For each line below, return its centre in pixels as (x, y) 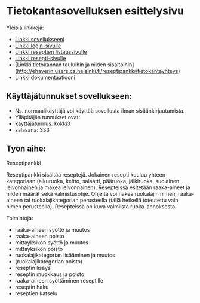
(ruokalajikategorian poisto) (48, 261)
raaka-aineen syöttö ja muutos (52, 229)
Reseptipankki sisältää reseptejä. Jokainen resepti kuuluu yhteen (86, 174)
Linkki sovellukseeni (39, 39)
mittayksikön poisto (39, 249)
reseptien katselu (36, 293)
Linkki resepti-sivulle (40, 58)
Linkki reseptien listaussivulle (51, 51)
